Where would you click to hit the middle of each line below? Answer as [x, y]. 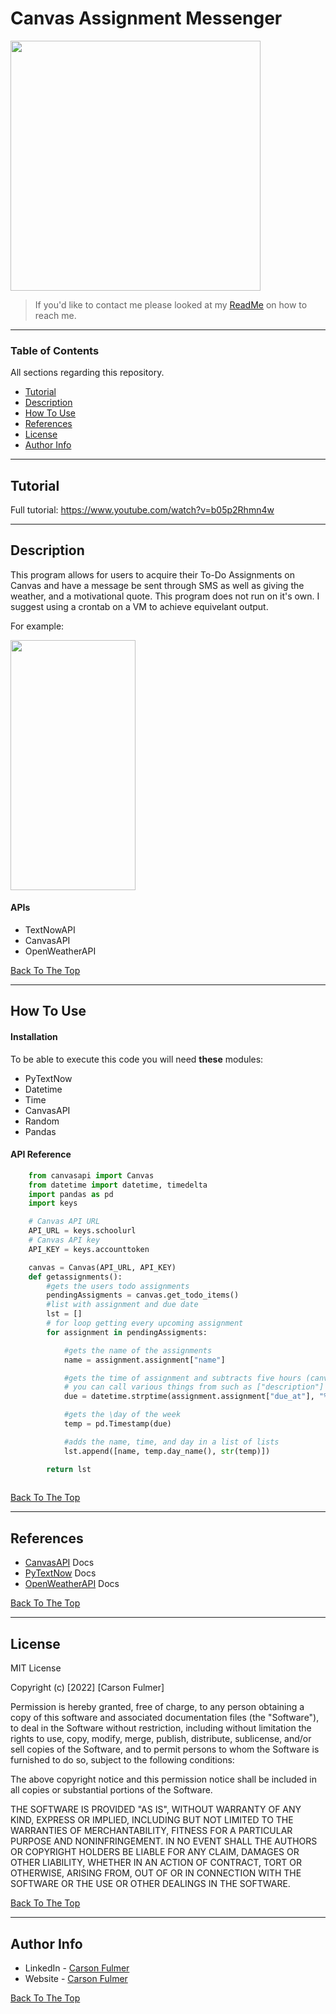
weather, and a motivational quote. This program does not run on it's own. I [165, 596]
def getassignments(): [75, 1277]
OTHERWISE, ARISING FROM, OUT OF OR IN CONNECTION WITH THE [156, 1873]
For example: [37, 626]
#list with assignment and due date [122, 1305]
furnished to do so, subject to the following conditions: [122, 1760]
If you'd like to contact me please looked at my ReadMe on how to [171, 304]
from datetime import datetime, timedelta [118, 1185]
